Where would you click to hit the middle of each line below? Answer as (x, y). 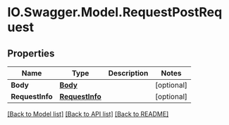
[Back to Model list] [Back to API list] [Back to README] (88, 114)
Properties (31, 53)
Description (128, 73)
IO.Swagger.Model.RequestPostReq (115, 12)
